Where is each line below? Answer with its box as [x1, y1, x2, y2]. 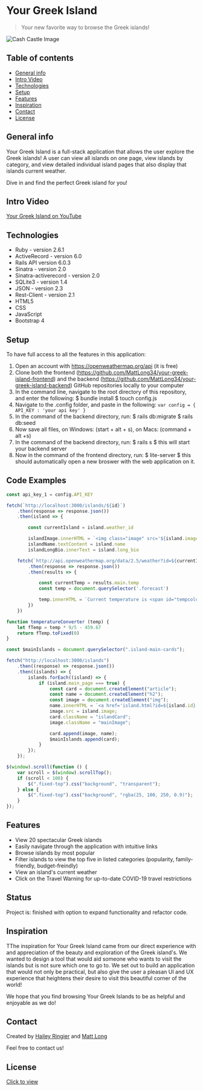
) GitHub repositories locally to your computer [70, 382, 184, 389]
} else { [17, 786, 39, 793]
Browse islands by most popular [14, 849, 95, 856]
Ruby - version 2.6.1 [14, 246, 65, 253]
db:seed [14, 419, 36, 426]
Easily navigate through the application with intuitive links [14, 842, 158, 850]
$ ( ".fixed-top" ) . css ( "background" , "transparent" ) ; [28, 781, 161, 787]
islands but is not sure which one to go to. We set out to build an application [6, 961, 195, 969]
